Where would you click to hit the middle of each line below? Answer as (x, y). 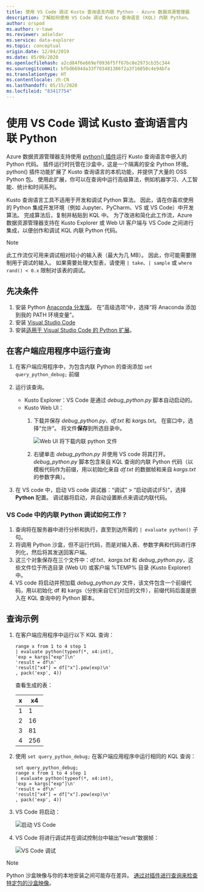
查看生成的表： (34, 685)
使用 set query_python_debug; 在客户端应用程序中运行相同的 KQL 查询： (105, 756)
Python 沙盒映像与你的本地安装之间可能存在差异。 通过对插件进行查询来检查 (102, 875)
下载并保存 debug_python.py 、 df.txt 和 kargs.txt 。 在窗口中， (111, 421)
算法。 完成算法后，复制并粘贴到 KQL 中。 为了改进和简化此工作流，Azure (100, 215)
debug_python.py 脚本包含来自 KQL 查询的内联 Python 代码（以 (113, 462)
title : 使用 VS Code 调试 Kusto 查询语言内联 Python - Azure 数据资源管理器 (98, 12)
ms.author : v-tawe (30, 29)
